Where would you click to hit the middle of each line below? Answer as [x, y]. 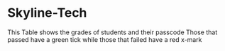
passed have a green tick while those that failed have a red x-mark [105, 39]
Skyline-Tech [47, 13]
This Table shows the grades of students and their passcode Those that [112, 32]
